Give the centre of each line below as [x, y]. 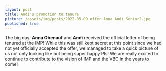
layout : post [19, 10]
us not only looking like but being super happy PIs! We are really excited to [82, 54]
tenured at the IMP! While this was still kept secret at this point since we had [83, 43]
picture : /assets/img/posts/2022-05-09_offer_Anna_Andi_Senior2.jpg [78, 19]
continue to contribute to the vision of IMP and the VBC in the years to [77, 59]
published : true [22, 24]
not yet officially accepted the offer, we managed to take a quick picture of [82, 48]
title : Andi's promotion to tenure [42, 14]
